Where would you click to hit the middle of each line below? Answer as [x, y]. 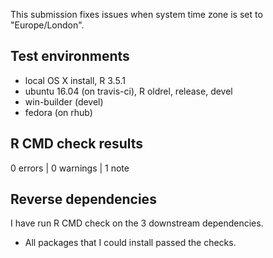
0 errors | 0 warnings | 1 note [70, 168]
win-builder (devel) [64, 101]
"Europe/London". [47, 25]
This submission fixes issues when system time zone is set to [136, 14]
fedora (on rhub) [58, 112]
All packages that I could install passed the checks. [130, 243]
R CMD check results [77, 144]
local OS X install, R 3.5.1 [75, 80]
